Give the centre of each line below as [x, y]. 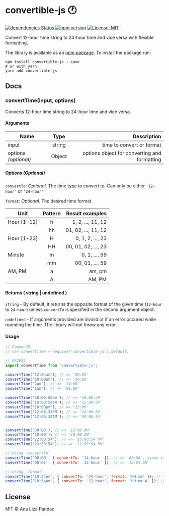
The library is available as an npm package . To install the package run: [78, 53]
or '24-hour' [30, 191]
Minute [16, 254]
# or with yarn [21, 66]
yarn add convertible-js [31, 71]
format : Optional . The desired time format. [49, 201]
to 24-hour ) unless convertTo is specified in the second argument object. [80, 309]
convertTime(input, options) [40, 100]
